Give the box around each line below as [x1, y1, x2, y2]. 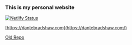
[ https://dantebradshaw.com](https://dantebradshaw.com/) [5, 25, 127, 31]
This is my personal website [5, 4, 75, 11]
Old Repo [5, 34, 24, 41]
